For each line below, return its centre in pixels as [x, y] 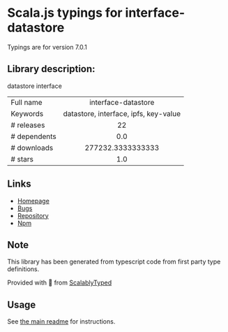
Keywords [27, 113]
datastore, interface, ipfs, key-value [122, 113]
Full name [27, 102]
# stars [22, 159]
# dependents [34, 136]
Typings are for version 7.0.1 [47, 47]
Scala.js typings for [65, 13]
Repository [33, 215]
